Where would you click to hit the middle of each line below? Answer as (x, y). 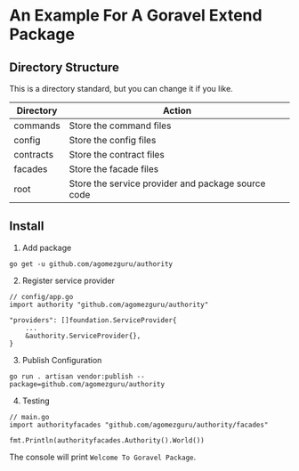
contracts (34, 154)
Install (27, 227)
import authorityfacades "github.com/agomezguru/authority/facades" (139, 425)
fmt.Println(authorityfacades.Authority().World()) (107, 440)
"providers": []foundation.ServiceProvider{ (93, 320)
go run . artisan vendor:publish (71, 376)
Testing (36, 401)
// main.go (29, 417)
